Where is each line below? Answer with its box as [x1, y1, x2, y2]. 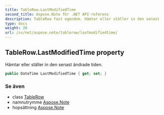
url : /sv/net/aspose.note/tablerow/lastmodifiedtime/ [5, 30, 118, 35]
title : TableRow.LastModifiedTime [5, 7, 76, 12]
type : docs [5, 21, 28, 26]
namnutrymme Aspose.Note [12, 99, 70, 105]
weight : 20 [5, 26, 28, 31]
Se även [5, 82, 25, 89]
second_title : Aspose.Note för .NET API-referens [5, 12, 109, 17]
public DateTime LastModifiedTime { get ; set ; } [5, 71, 107, 76]
